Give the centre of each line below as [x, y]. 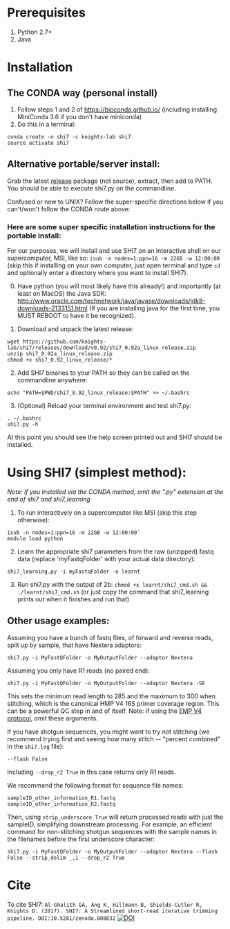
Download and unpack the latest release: [75, 329]
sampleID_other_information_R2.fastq [61, 804]
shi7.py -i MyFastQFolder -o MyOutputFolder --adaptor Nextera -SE [106, 683]
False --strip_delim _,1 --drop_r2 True [66, 858]
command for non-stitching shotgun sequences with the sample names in [112, 831]
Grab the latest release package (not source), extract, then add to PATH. [110, 181]
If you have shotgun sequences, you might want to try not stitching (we [108, 732]
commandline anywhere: [52, 380]
